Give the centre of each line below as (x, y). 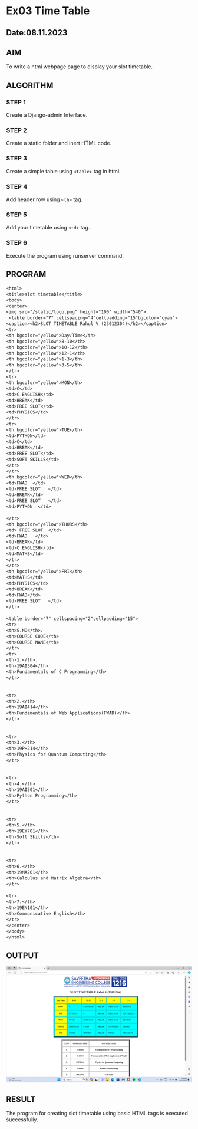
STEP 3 (17, 159)
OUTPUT (23, 955)
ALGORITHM (30, 85)
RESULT (21, 1099)
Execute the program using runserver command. (65, 255)
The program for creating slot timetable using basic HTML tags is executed (97, 1113)
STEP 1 (16, 102)
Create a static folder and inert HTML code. (59, 143)
